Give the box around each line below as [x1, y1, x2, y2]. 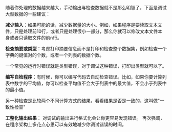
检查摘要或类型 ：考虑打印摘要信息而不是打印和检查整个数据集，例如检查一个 [5, 46, 167, 51]
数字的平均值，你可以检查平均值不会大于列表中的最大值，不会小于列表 [14, 80, 162, 86]
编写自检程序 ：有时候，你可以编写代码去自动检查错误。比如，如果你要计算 [5, 74, 162, 80]
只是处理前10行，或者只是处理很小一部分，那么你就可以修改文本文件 [14, 28, 158, 34]
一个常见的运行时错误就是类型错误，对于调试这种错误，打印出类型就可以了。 [5, 63, 167, 69]
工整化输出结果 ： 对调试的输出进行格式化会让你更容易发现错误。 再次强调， [5, 115, 165, 121]
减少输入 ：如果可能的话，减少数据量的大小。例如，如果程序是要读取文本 [5, 22, 158, 28]
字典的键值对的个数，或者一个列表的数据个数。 [5, 52, 104, 58]
